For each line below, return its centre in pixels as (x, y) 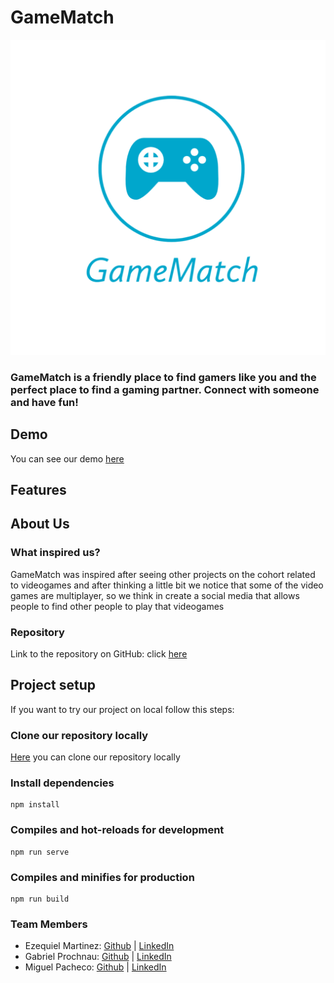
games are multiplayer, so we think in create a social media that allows (155, 595)
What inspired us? (55, 553)
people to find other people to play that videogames (117, 606)
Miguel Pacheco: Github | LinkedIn (95, 967)
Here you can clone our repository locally (95, 757)
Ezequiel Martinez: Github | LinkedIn (99, 946)
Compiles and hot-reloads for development (117, 830)
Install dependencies (62, 783)
